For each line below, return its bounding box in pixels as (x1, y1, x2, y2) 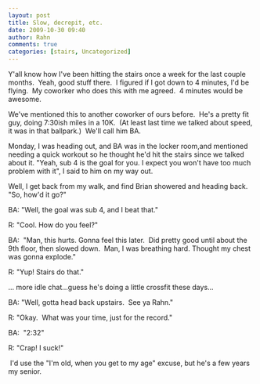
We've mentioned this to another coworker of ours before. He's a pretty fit (8, 110, 249, 118)
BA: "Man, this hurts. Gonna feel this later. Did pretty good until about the (8, 236, 248, 245)
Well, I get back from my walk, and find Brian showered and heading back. (8, 182, 248, 190)
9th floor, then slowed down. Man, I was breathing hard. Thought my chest (8, 244, 251, 253)
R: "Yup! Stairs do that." (8, 267, 85, 277)
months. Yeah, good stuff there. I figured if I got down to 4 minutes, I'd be (8, 78, 249, 87)
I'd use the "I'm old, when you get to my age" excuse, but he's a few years (9, 358, 251, 368)
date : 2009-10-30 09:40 (8, 26, 86, 34)
